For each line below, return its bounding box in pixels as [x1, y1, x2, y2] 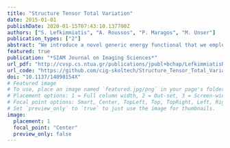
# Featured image [7, 80, 57, 87]
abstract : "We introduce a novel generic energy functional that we [7, 42, 207, 48]
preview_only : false [13, 130, 72, 137]
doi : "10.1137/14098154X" [7, 73, 81, 80]
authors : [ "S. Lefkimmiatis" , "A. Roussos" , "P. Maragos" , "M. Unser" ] [7, 29, 216, 36]
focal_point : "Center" [13, 124, 78, 131]
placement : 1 [13, 117, 51, 125]
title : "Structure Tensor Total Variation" [7, 10, 133, 17]
